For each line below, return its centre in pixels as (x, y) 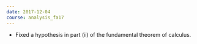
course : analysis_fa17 (35, 17)
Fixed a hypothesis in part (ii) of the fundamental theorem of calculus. (103, 34)
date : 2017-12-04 (28, 12)
